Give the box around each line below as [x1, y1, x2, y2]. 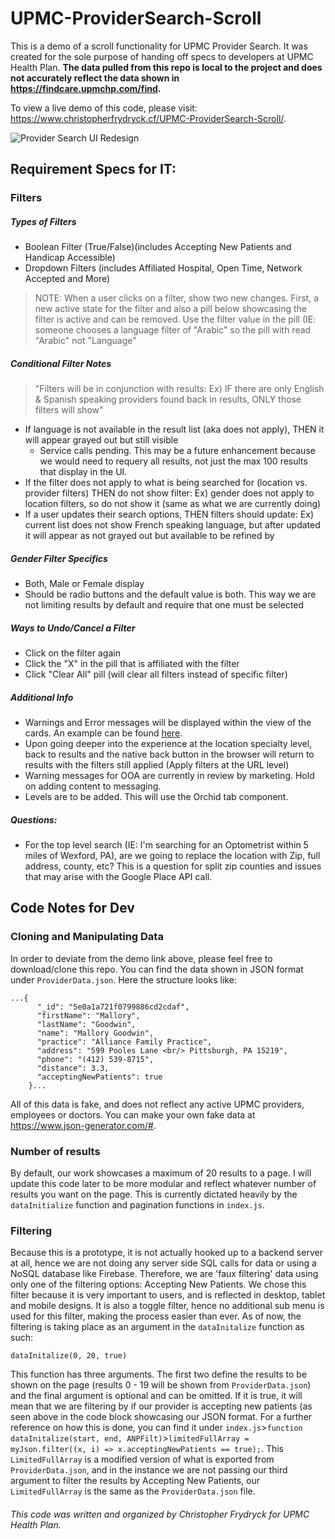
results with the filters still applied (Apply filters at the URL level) [24, 759, 290, 771]
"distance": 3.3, [36, 1063, 110, 1073]
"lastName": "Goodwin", [36, 1019, 137, 1029]
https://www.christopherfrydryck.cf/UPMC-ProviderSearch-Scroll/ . [10, 112, 287, 124]
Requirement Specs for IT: [10, 161, 177, 178]
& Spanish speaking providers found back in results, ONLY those [34, 393, 302, 406]
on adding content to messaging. [24, 780, 162, 792]
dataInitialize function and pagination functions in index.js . [10, 1199, 265, 1211]
